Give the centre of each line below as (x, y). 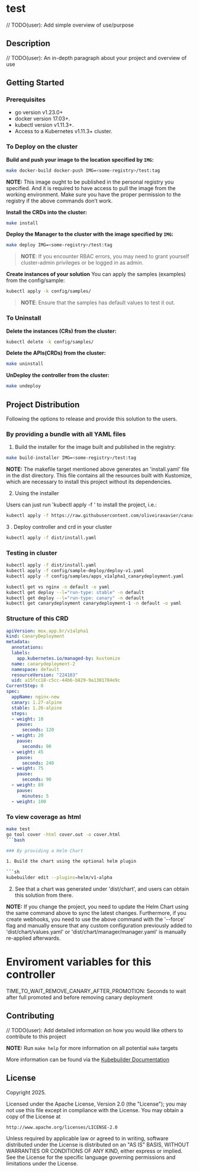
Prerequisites (26, 99)
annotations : (28, 647)
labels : (21, 653)
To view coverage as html (44, 817)
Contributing (30, 1016)
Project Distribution (43, 404)
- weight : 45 (28, 752)
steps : (20, 713)
